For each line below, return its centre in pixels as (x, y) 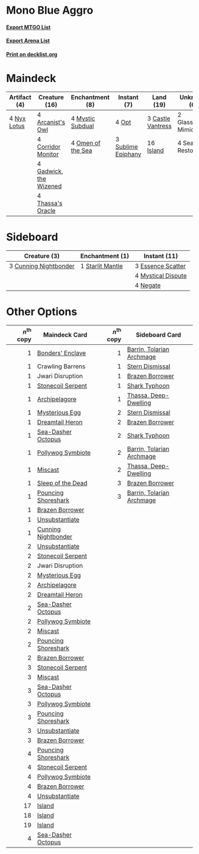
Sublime (126, 146)
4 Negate (148, 285)
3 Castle (159, 118)
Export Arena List (28, 41)
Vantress (159, 125)
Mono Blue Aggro (50, 10)
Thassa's (50, 203)
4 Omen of (86, 143)
